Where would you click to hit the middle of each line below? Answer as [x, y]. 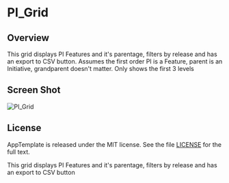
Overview [28, 38]
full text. [18, 152]
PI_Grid [28, 13]
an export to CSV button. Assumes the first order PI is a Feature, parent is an [115, 61]
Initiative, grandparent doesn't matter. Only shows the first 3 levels [101, 69]
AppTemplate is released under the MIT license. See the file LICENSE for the [114, 144]
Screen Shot [34, 90]
